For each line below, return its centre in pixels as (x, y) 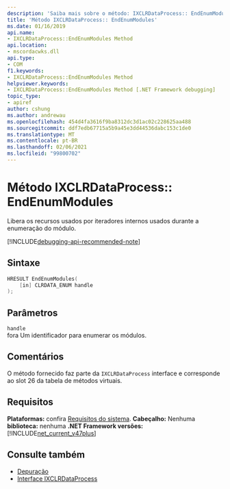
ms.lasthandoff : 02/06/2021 (47, 147)
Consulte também (46, 455)
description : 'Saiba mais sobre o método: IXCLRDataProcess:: (98, 13)
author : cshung (29, 109)
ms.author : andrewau (37, 115)
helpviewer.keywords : (38, 84)
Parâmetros (33, 313)
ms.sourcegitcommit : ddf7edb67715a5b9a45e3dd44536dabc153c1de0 (99, 128)
